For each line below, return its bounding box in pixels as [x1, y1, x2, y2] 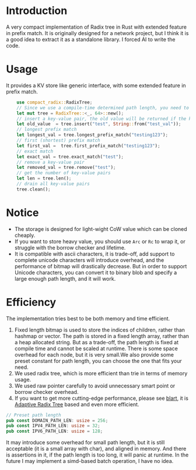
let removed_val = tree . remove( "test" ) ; [16, 165, 116, 171]
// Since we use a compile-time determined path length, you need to [16, 105, 190, 110]
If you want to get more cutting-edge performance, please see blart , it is [14, 395, 188, 402]
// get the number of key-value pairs [16, 170, 111, 176]
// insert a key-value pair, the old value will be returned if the [16, 116, 187, 122]
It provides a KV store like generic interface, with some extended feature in [6, 82, 186, 89]
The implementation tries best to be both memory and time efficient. [6, 315, 170, 322]
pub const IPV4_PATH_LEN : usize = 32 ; [6, 423, 100, 429]
